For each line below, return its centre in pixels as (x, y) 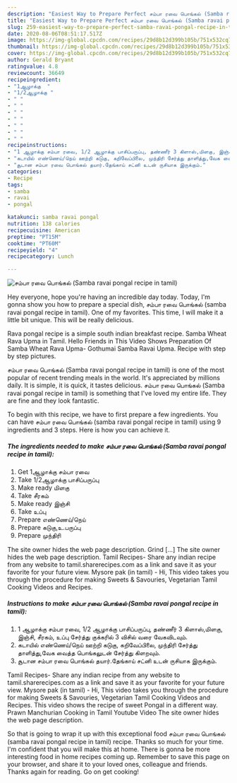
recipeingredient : (34, 80)
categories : (25, 171)
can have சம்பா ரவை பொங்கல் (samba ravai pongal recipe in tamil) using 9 (114, 422)
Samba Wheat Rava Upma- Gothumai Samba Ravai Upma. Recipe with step (117, 349)
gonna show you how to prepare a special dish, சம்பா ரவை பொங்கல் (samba (117, 305)
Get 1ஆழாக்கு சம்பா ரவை (53, 472)
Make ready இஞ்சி (44, 504)
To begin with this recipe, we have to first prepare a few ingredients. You (113, 415)
